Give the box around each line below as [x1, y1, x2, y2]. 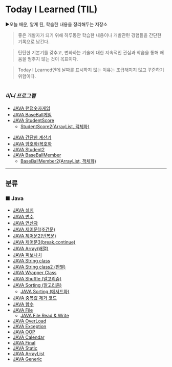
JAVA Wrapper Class [12, 270, 57, 276]
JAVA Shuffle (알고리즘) [12, 276, 62, 282]
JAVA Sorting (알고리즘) [12, 282, 62, 288]
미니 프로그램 [5, 92, 36, 99]
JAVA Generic [12, 356, 42, 362]
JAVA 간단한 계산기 [12, 134, 52, 140]
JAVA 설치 [12, 207, 34, 213]
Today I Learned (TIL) [5, 4, 98, 15]
